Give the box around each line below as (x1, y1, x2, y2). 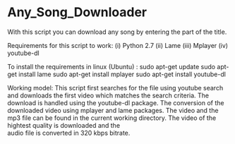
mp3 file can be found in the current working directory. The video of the (7, 114, 217, 122)
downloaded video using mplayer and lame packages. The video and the (7, 106, 219, 114)
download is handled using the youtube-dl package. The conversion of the (7, 98, 224, 107)
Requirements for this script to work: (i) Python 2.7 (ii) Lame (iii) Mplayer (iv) (7, 41, 228, 49)
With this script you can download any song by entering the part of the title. (7, 28, 227, 36)
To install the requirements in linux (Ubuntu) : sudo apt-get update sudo (7, 62, 216, 71)
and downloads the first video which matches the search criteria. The (7, 91, 210, 100)
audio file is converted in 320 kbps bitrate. (7, 128, 131, 137)
